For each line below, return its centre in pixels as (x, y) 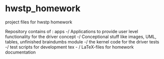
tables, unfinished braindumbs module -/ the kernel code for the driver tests (82, 41)
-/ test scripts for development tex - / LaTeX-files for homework (69, 47)
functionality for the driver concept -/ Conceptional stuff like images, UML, (81, 37)
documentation (20, 52)
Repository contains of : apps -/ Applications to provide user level (72, 31)
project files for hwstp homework (39, 22)
